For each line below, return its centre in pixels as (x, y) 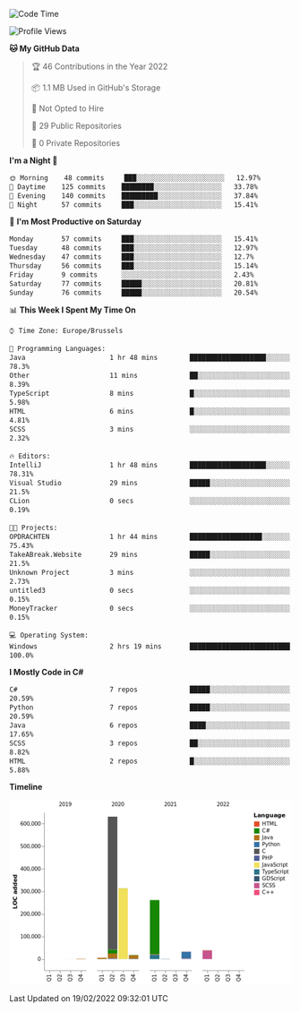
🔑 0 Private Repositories (76, 143)
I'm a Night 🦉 (34, 160)
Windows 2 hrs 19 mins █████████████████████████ (150, 647)
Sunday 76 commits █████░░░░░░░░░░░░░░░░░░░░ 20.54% (133, 293)
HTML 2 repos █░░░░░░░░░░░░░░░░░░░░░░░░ (150, 761)
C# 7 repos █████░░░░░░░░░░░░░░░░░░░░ (150, 690)
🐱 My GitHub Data (45, 48)
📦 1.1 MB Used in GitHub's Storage (96, 88)
